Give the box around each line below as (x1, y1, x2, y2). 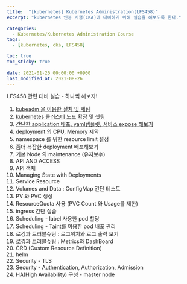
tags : (7, 37, 21, 43)
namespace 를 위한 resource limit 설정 (15, 136, 109, 143)
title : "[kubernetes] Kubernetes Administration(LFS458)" (7, 8, 159, 15)
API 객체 (15, 165, 36, 172)
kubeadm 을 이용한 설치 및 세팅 (15, 106, 90, 113)
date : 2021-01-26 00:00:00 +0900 (7, 70, 91, 76)
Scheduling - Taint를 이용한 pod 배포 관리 (15, 222, 116, 230)
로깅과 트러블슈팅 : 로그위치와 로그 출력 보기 (15, 230, 119, 238)
